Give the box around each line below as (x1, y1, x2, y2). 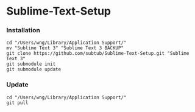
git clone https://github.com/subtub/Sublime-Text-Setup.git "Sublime (6, 51, 190, 57)
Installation (6, 26, 41, 35)
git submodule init (6, 61, 56, 68)
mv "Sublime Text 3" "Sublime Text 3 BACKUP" (6, 45, 124, 51)
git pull (6, 99, 29, 106)
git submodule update (6, 66, 62, 72)
